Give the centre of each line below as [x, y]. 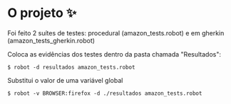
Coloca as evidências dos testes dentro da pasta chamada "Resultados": [114, 54]
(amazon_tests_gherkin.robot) [51, 40]
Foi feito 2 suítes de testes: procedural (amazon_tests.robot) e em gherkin [116, 33]
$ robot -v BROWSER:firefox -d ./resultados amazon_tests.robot [105, 93]
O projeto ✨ [42, 13]
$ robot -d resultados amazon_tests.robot [71, 67]
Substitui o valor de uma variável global [65, 80]
